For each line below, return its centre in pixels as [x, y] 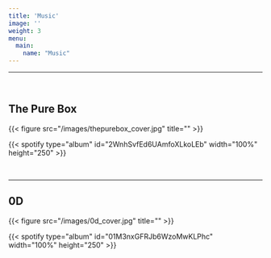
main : [25, 46]
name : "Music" [46, 53]
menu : [17, 38]
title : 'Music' [34, 16]
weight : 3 [25, 31]
